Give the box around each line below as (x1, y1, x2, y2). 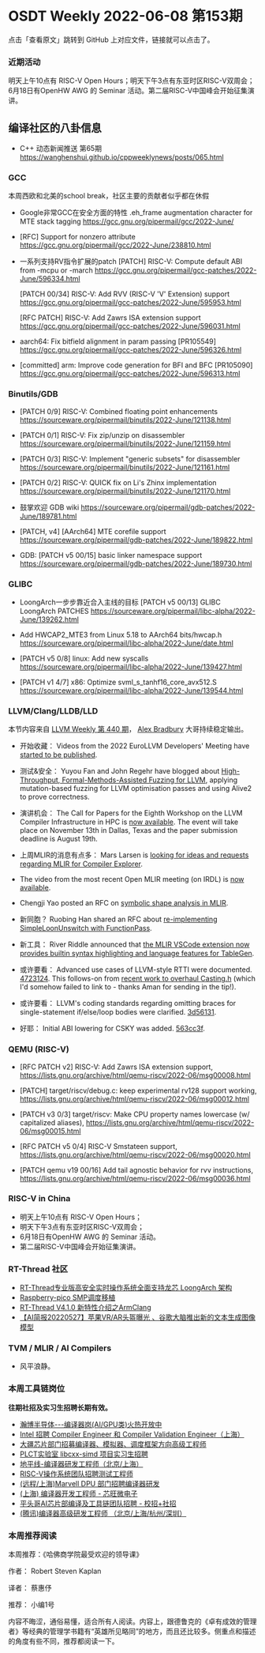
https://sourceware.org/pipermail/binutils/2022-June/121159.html (19, 439, 231, 448)
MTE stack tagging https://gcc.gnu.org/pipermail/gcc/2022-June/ (19, 217, 234, 226)
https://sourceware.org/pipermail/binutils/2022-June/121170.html (19, 486, 231, 495)
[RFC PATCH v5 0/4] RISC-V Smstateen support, (19, 1141, 177, 1150)
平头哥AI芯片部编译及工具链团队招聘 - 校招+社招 (19, 1498, 177, 1508)
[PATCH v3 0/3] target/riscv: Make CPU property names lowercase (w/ (19, 1109, 250, 1119)
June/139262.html (19, 614, 79, 624)
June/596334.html (19, 274, 80, 284)
